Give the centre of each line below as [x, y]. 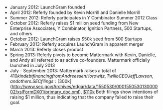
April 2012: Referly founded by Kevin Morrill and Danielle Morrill [75, 12]
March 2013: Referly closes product [46, 50]
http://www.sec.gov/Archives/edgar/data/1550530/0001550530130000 [85, 86]
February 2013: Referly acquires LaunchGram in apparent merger [77, 44]
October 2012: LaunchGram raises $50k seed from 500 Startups [76, 39]
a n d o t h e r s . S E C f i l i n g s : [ [35, 81]
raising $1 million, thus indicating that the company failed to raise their [81, 97]
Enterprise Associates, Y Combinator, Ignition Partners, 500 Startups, [81, 28]
